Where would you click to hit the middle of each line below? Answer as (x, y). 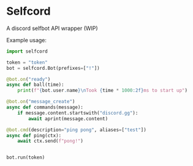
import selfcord (27, 51)
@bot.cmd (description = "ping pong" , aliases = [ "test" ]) (77, 130)
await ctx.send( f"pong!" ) (51, 141)
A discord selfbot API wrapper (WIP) (52, 28)
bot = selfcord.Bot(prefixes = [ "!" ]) (53, 68)
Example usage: (27, 40)
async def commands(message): (45, 108)
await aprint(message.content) (68, 119)
